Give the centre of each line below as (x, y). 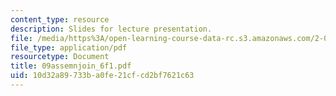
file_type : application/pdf (69, 47)
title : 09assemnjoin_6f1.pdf (71, 66)
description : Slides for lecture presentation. (111, 29)
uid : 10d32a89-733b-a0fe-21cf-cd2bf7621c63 (102, 76)
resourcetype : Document (60, 57)
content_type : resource (60, 19)
